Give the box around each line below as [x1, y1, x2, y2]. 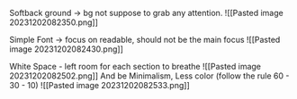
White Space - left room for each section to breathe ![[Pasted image [9, 62, 262, 71]
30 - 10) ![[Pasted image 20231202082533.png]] [9, 80, 191, 90]
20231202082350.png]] [9, 17, 99, 28]
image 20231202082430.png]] [9, 44, 124, 54]
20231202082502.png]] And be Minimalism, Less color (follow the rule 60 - [9, 70, 290, 81]
